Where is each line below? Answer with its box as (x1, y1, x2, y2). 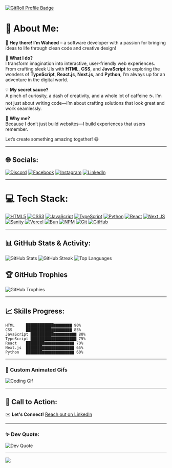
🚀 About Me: (5, 23, 59, 34)
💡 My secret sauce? (5, 86, 49, 92)
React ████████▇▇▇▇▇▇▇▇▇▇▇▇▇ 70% (5, 341, 83, 346)
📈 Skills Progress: (5, 307, 65, 315)
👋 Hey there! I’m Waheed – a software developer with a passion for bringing (5, 39, 166, 45)
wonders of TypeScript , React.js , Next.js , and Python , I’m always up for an (5, 71, 165, 77)
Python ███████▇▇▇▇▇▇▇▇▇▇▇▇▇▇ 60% (5, 350, 83, 355)
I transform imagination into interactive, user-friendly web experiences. (5, 60, 155, 66)
